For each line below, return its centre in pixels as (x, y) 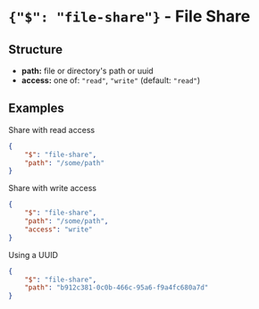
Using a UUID (33, 255)
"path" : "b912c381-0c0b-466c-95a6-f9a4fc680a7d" (117, 288)
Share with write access (53, 188)
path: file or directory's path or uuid (87, 71)
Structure (36, 50)
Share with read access (52, 129)
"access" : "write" (58, 230)
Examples (36, 109)
